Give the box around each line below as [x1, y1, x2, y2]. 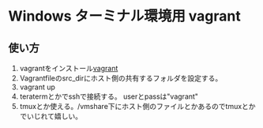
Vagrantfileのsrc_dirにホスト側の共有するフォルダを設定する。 [19, 73, 223, 83]
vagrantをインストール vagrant [19, 64, 118, 73]
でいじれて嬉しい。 [19, 111, 83, 121]
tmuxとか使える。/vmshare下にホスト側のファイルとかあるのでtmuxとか [19, 102, 256, 111]
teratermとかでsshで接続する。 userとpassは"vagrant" [19, 92, 199, 101]
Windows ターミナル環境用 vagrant [8, 7, 241, 25]
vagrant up [19, 82, 55, 92]
